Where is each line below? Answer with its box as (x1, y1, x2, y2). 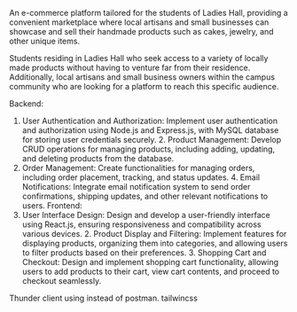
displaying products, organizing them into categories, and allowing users (21, 238, 288, 248)
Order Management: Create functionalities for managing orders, (21, 163, 255, 173)
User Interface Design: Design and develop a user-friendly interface (21, 210, 270, 220)
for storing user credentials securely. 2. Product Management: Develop (21, 135, 282, 144)
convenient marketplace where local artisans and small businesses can (9, 17, 270, 27)
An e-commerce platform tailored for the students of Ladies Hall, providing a (9, 8, 288, 18)
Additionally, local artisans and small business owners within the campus (9, 72, 276, 82)
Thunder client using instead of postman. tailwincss (9, 292, 198, 303)
